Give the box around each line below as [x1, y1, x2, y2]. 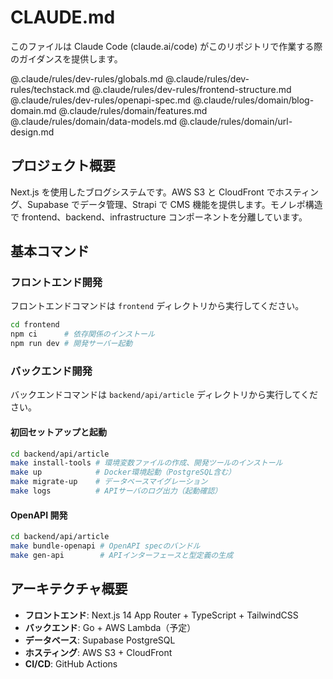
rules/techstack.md [10, 83, 90, 95]
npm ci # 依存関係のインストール [10, 329, 155, 340]
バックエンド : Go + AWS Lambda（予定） [24, 621, 197, 633]
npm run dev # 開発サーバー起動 [10, 339, 133, 349]
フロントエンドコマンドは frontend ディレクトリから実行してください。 [10, 300, 305, 312]
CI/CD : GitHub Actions [24, 657, 118, 670]
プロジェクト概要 [10, 157, 116, 175]
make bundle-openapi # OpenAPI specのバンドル [10, 541, 201, 551]
